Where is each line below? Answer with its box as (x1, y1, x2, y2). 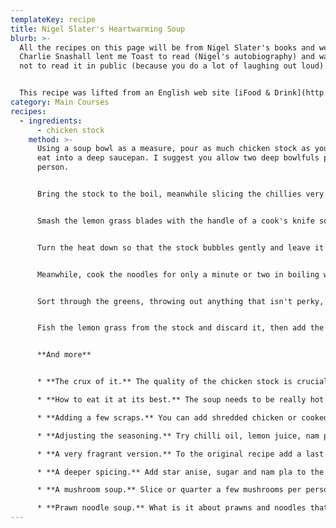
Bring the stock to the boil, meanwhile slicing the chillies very (36, 189, 325, 199)
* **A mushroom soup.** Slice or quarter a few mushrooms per (36, 485, 302, 495)
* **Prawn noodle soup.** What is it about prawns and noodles (36, 503, 307, 513)
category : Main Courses (10, 97, 110, 107)
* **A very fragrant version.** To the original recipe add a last (36, 449, 325, 459)
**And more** (36, 350, 92, 360)
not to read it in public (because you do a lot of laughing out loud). (19, 61, 329, 71)
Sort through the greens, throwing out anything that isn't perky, (36, 296, 325, 306)
